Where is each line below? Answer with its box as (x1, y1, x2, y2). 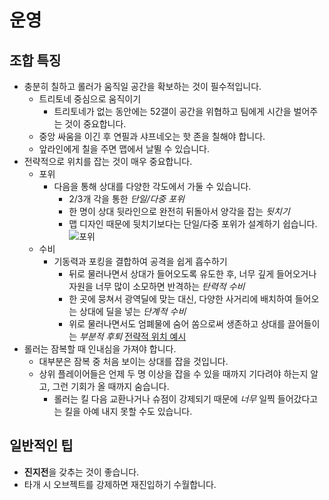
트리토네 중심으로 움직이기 (38, 93, 142, 105)
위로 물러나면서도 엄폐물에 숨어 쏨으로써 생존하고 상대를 (68, 318, 286, 330)
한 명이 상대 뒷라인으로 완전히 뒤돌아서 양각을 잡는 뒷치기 (68, 206, 291, 217)
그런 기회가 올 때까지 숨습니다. (52, 381, 170, 392)
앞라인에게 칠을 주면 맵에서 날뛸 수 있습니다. (38, 143, 210, 155)
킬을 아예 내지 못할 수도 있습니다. (64, 406, 193, 417)
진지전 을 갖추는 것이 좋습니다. (23, 466, 140, 478)
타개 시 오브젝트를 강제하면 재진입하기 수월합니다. (23, 478, 217, 490)
